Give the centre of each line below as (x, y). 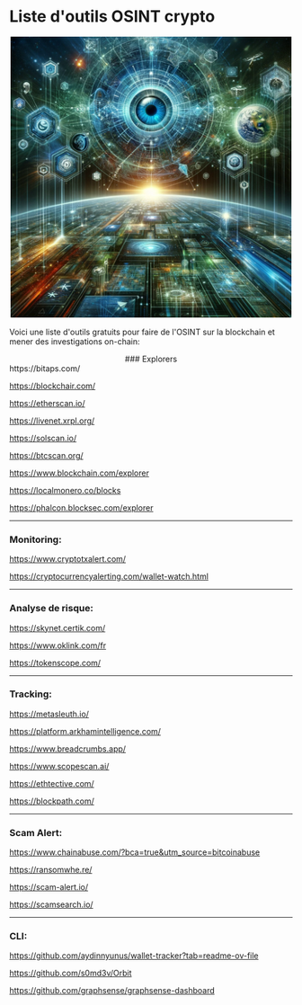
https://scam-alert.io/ (49, 887)
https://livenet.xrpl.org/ (52, 421)
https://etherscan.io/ (47, 403)
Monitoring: (36, 539)
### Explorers (151, 359)
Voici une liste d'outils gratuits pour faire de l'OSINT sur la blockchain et (142, 332)
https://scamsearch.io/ (51, 904)
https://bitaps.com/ (45, 368)
